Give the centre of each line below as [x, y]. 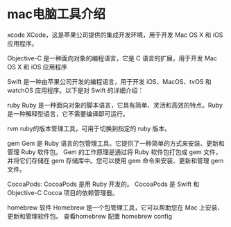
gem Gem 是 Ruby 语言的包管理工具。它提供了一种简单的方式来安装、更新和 [116, 143]
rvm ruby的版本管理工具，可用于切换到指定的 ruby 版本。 [89, 128]
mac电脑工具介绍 [57, 14]
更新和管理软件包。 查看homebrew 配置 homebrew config [89, 216]
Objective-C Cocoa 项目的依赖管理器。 [63, 192]
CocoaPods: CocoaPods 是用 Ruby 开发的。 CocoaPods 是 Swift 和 [103, 184]
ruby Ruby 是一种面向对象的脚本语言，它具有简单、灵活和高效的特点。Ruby [115, 105]
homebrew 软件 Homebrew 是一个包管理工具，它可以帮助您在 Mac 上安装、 [115, 207]
